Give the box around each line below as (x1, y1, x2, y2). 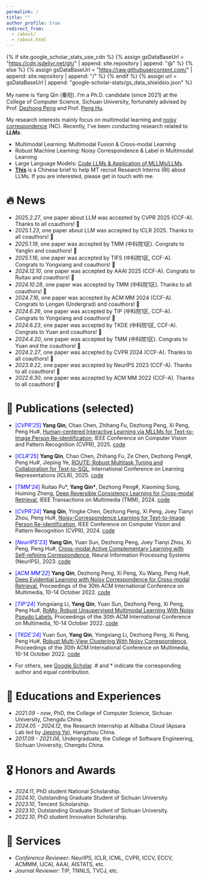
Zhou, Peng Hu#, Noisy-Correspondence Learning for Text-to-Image (14, 514, 185, 521)
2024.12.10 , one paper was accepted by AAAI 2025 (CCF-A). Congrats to (14, 267, 196, 274)
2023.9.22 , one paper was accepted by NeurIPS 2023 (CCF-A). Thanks (14, 361, 192, 368)
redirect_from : (6, 25, 44, 32)
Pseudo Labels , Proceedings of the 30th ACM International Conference (14, 613, 191, 620)
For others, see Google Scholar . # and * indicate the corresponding (14, 662, 181, 669)
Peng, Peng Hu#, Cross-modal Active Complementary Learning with (14, 545, 184, 552)
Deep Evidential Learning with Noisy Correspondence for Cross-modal (14, 575, 190, 583)
